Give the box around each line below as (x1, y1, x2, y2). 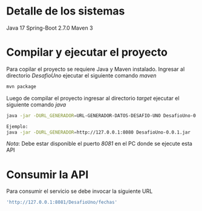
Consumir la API (6, 167, 89, 181)
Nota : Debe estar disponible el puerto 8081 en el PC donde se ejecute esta (6, 140, 192, 148)
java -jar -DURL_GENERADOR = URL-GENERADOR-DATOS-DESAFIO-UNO (6, 112, 161, 118)
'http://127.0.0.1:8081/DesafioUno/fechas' (6, 200, 118, 206)
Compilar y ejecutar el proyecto (6, 45, 168, 59)
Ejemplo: (6, 123, 28, 129)
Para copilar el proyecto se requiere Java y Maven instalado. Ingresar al (6, 65, 185, 73)
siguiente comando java (6, 101, 67, 108)
